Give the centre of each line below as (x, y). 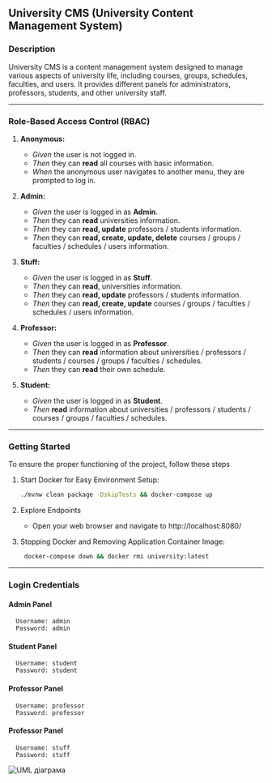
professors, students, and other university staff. (88, 92)
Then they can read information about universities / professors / (139, 352)
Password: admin (43, 629)
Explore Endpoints (51, 511)
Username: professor (50, 706)
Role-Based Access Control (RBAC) (79, 121)
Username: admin (43, 622)
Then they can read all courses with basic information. (123, 163)
